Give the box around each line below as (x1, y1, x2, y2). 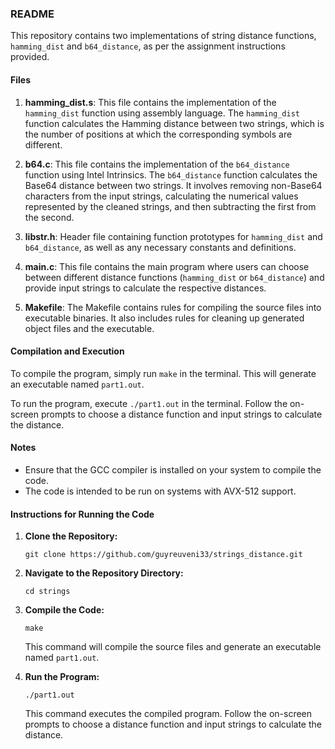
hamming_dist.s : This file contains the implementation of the (24, 96, 277, 108)
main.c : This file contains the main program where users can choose (24, 260, 310, 272)
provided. (10, 51, 50, 63)
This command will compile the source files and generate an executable (24, 641, 322, 653)
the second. (24, 211, 75, 223)
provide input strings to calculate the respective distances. (24, 282, 267, 294)
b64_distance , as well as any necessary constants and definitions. (24, 241, 297, 253)
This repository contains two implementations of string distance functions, (10, 30, 317, 42)
